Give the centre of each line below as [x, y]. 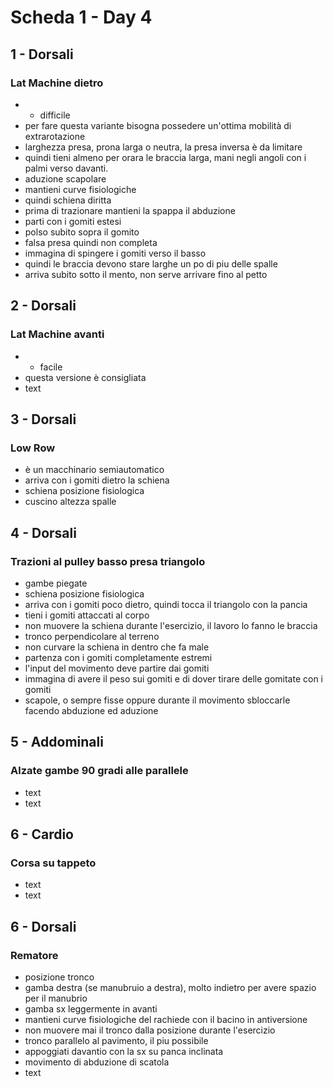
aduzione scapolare [65, 178]
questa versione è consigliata [85, 377]
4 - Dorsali [43, 532]
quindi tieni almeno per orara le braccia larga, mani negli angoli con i [165, 157]
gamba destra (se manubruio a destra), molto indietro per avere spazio [170, 987]
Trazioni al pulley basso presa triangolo [108, 561]
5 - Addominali [57, 742]
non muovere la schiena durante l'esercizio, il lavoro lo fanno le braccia [171, 625]
